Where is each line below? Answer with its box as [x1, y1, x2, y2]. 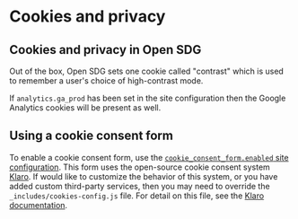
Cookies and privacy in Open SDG [9, 42, 202, 57]
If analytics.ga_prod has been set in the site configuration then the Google [9, 92, 286, 103]
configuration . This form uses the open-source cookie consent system [9, 162, 271, 172]
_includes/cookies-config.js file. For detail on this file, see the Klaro [9, 190, 265, 201]
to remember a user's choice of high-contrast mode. [9, 75, 204, 86]
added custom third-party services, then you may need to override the [9, 180, 271, 191]
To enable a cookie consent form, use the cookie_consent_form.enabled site [9, 152, 289, 162]
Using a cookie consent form [9, 128, 173, 144]
